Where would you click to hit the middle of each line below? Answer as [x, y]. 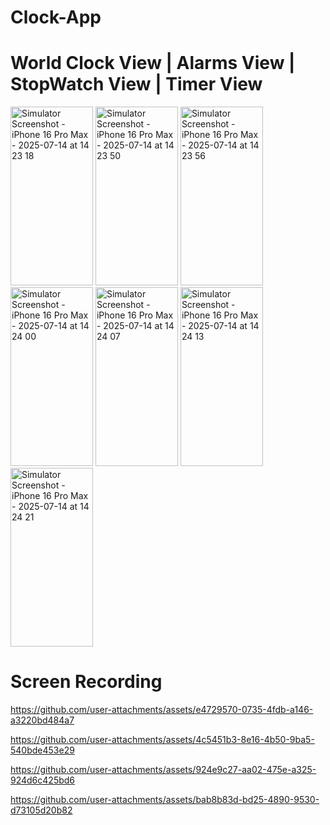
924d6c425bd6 [43, 780]
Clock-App [56, 17]
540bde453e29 [42, 750]
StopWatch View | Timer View [136, 84]
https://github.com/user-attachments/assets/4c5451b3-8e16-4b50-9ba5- [162, 740]
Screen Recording [86, 682]
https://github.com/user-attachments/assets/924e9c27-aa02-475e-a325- [163, 770]
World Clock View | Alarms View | [153, 63]
